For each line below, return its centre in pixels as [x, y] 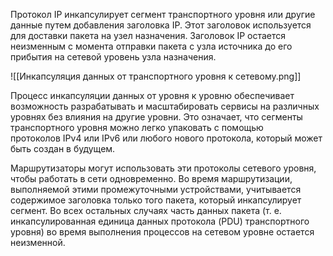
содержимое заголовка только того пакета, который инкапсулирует [156, 200]
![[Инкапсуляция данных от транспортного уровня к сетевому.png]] [156, 76]
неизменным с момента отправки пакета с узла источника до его [151, 46]
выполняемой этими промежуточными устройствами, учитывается [156, 189]
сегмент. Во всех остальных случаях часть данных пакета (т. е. [146, 210]
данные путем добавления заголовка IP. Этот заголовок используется [161, 25]
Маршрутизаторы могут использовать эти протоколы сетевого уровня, [163, 168]
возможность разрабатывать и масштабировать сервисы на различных [165, 106]
